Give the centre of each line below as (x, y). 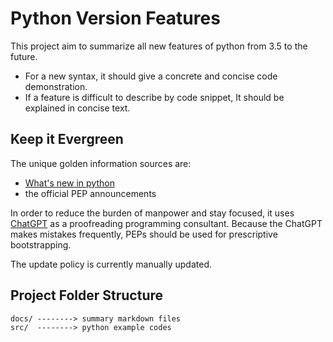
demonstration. (56, 86)
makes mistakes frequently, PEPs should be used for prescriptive (144, 234)
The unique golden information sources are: (101, 163)
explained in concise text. (77, 108)
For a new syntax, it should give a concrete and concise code (151, 76)
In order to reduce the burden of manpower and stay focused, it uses (152, 213)
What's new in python (69, 183)
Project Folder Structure (87, 295)
